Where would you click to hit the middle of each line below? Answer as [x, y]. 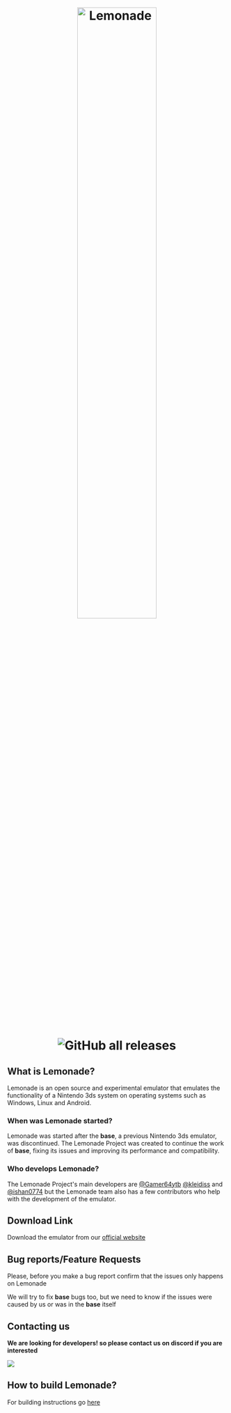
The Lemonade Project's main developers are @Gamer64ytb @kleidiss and [115, 1184]
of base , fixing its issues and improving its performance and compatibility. [113, 1151]
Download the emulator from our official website [77, 1238]
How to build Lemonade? [62, 1385]
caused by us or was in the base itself [62, 1304]
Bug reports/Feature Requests [74, 1259]
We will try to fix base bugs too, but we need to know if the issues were [110, 1297]
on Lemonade [27, 1283]
